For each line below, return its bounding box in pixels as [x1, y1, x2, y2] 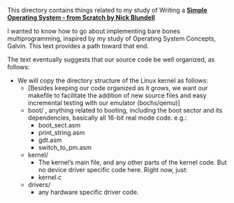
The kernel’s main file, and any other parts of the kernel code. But [38, 158, 227, 167]
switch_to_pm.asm [38, 143, 92, 151]
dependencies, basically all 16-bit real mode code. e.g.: [27, 113, 187, 122]
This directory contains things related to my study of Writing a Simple [7, 6, 207, 14]
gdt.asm [38, 136, 62, 144]
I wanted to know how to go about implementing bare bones [7, 27, 180, 35]
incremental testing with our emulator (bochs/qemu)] [27, 99, 180, 107]
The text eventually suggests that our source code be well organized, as [7, 55, 215, 64]
